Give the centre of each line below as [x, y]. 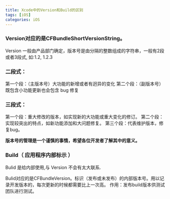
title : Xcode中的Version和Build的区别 [44, 10]
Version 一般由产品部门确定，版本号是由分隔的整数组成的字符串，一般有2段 [85, 51]
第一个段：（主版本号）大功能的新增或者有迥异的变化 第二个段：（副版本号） [84, 84]
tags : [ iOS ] [18, 15]
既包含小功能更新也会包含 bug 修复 [42, 90]
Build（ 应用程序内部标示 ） [39, 155]
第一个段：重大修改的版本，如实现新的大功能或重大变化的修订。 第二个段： [84, 117]
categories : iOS [23, 19]
